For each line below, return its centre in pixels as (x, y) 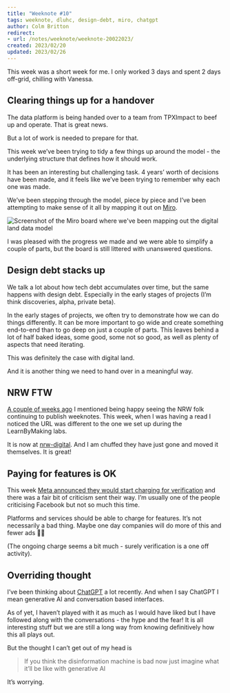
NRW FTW (30, 393)
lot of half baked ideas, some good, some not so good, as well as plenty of (113, 337)
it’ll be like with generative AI (65, 668)
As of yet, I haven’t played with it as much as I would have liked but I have (111, 612)
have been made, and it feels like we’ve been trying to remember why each (114, 179)
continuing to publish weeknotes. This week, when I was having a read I (109, 416)
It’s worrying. (26, 682)
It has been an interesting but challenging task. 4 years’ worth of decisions (113, 172)
